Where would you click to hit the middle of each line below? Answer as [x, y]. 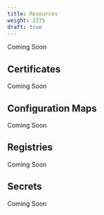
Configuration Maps [52, 108]
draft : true [25, 27]
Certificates [34, 69]
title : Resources [33, 14]
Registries [30, 148]
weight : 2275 [26, 20]
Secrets [25, 186]
